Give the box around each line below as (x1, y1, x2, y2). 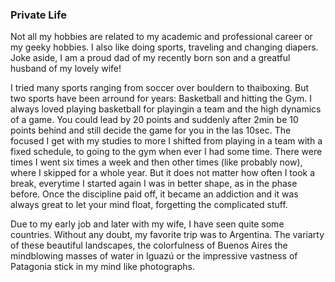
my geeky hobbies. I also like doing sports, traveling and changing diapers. (10, 41, 319, 53)
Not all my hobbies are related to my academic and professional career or (10, 31, 313, 43)
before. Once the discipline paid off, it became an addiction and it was (10, 188, 299, 200)
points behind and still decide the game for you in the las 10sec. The (10, 124, 292, 137)
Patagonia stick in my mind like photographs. (10, 261, 195, 273)
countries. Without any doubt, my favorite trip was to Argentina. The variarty (10, 229, 325, 241)
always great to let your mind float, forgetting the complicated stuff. (10, 199, 288, 211)
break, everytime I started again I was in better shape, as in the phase (10, 178, 298, 190)
